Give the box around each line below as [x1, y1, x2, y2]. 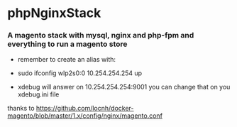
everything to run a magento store [7, 39, 128, 49]
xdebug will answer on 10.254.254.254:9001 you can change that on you [17, 83, 231, 92]
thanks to [7, 104, 35, 113]
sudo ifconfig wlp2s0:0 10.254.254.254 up [17, 69, 143, 77]
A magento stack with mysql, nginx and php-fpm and [7, 31, 194, 40]
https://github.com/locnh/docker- [35, 104, 134, 113]
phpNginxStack [7, 5, 101, 21]
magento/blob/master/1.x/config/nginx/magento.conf [7, 111, 163, 120]
